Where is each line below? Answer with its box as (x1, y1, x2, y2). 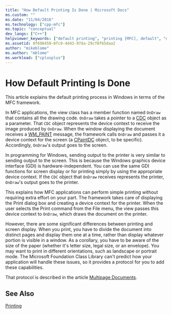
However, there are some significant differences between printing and (5, 221, 153, 227)
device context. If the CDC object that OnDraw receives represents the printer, (5, 174, 164, 180)
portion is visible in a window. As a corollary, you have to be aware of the (5, 237, 159, 243)
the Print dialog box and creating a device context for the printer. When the (5, 200, 163, 206)
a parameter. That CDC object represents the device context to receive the (5, 120, 160, 127)
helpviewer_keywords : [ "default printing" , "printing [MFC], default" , (5, 36, 161, 41)
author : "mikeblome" (5, 46, 50, 51)
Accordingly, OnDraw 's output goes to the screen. (5, 142, 107, 149)
